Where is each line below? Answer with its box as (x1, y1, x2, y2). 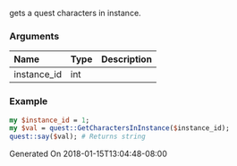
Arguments (9, 30, 60, 42)
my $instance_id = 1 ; (9, 116, 90, 125)
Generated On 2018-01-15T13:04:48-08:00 (9, 148, 167, 160)
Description (101, 53, 152, 66)
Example (9, 95, 48, 108)
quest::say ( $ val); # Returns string (9, 132, 146, 142)
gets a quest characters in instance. (9, 8, 141, 18)
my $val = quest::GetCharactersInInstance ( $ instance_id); (9, 124, 230, 133)
